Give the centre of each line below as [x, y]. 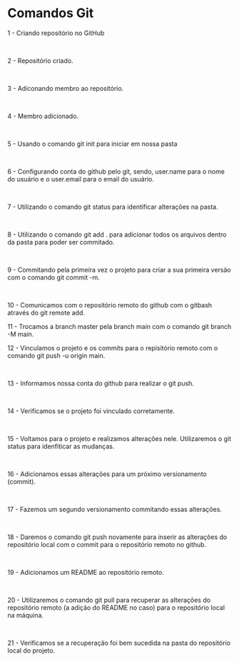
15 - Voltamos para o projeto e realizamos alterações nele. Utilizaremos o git [119, 438]
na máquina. [26, 615]
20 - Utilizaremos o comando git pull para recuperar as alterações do [109, 600]
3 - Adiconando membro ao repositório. [66, 88]
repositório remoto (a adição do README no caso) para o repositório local [116, 607]
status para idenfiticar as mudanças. [61, 446]
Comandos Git [51, 13]
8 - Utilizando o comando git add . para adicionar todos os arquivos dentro [117, 234]
